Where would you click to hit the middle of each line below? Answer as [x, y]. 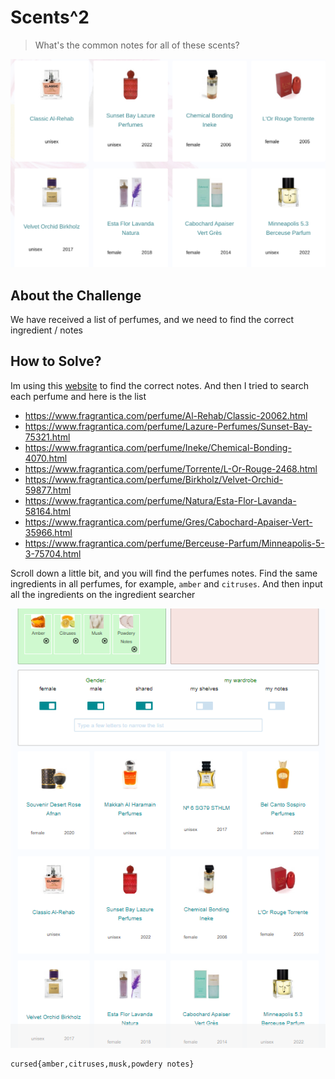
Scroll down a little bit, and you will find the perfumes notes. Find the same [164, 573]
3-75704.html [53, 553]
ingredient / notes [47, 330]
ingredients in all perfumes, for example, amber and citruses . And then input [166, 583]
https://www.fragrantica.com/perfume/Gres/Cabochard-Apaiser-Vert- [168, 522]
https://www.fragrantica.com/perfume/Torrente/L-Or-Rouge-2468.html [171, 468]
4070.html [46, 458]
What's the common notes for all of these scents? [137, 45]
